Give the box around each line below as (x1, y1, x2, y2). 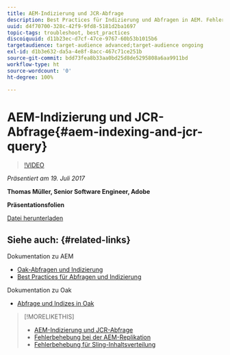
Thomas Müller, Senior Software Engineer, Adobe (7, 188, 151, 196)
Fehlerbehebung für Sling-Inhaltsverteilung (34, 341, 156, 349)
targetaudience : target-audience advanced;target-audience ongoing (7, 42, 204, 49)
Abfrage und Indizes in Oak (16, 299, 94, 308)
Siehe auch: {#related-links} (7, 234, 131, 245)
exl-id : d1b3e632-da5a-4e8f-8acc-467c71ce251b (7, 49, 142, 56)
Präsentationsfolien (7, 201, 65, 209)
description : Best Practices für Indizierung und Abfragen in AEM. (7, 16, 204, 23)
